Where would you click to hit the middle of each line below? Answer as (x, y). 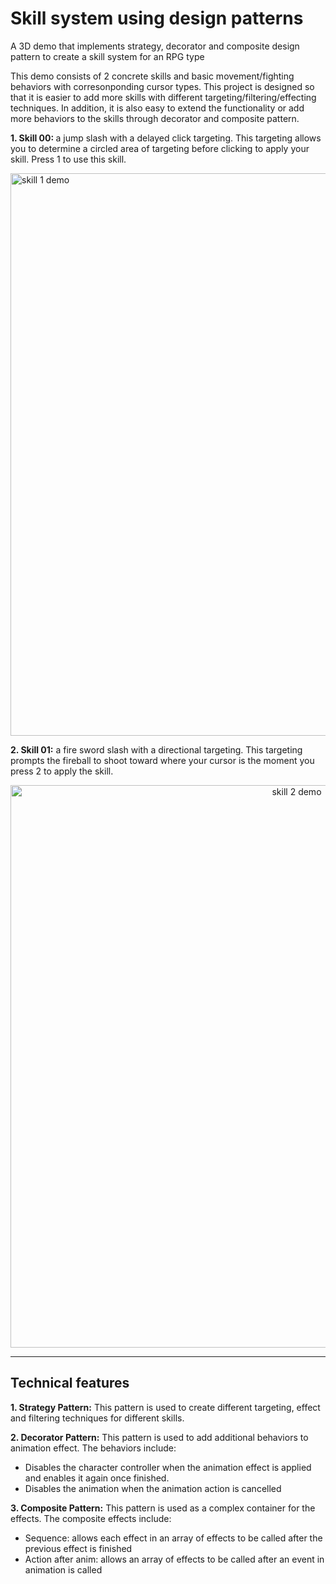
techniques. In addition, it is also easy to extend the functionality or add (157, 108)
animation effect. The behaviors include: (93, 1448)
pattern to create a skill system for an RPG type (107, 56)
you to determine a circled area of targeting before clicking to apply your (160, 148)
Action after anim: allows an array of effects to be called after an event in (174, 1559)
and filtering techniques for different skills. (97, 1418)
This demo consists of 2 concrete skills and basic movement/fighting (152, 76)
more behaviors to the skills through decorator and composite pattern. (155, 118)
